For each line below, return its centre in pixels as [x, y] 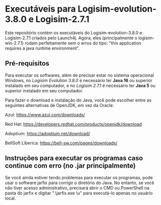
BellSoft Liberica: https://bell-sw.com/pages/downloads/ [61, 143]
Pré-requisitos [27, 63]
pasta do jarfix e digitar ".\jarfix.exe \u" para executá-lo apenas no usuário [79, 193]
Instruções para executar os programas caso [74, 158]
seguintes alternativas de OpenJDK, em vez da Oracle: [59, 105]
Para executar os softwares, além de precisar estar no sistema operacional [80, 75]
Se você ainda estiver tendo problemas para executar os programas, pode [79, 177]
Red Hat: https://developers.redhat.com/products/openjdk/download [73, 124]
